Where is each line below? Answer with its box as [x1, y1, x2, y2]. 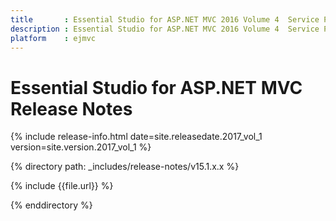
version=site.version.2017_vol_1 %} [10, 141, 152, 153]
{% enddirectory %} [10, 199, 93, 211]
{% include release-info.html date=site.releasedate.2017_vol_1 [10, 131, 263, 143]
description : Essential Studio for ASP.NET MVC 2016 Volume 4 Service [10, 24, 320, 34]
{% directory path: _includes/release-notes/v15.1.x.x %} [10, 161, 240, 173]
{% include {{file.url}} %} [10, 180, 114, 192]
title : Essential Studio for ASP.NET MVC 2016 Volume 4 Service [10, 14, 320, 25]
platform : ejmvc [10, 33, 97, 43]
